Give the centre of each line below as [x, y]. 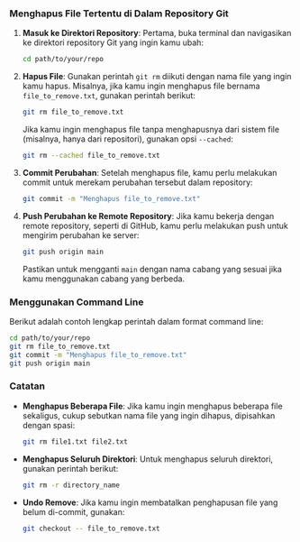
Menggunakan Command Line [77, 302]
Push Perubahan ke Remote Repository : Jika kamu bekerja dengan [148, 216]
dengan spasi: [49, 425]
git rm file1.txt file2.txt [75, 441]
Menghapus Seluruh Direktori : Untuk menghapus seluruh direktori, [147, 459]
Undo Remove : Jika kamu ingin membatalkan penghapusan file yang [150, 502]
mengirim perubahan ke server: [81, 235]
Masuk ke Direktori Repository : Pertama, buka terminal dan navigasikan [157, 33]
